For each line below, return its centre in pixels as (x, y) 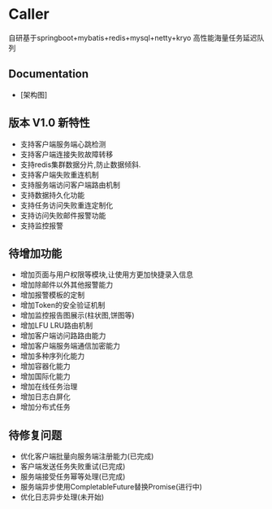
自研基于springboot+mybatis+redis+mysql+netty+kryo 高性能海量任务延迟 (133, 37)
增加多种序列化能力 (52, 356)
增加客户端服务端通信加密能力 (70, 346)
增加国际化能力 (45, 376)
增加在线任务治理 (49, 387)
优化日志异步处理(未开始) (62, 497)
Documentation (49, 74)
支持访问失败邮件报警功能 (63, 215)
